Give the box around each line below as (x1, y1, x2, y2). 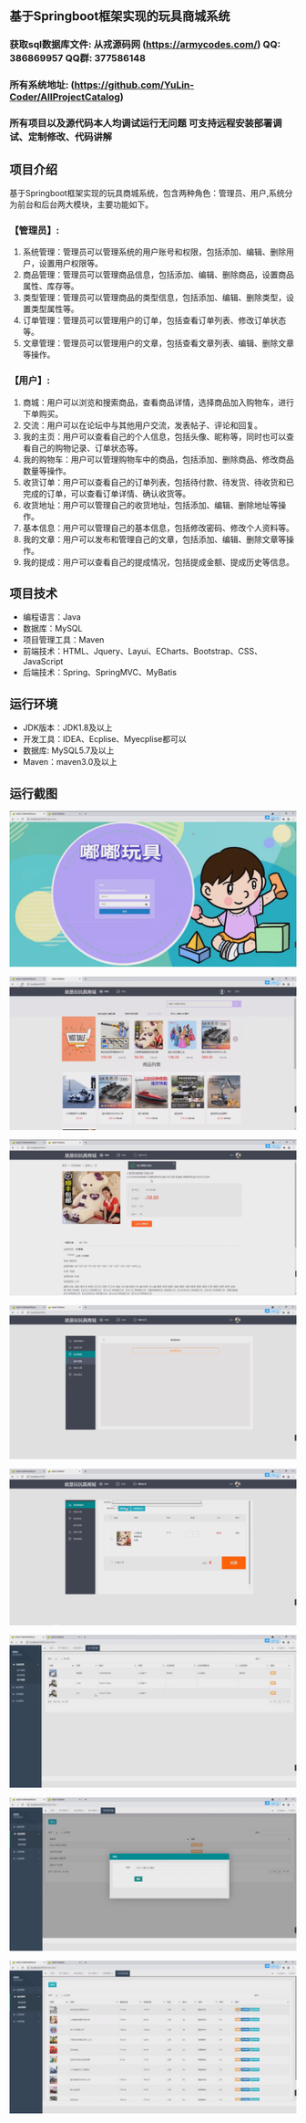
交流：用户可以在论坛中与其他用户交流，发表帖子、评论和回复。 (22, 419, 262, 431)
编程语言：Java (22, 612, 82, 622)
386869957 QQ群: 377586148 (9, 52, 146, 65)
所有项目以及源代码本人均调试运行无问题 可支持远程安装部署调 (9, 117, 282, 130)
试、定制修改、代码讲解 (9, 131, 112, 143)
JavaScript (22, 656, 64, 667)
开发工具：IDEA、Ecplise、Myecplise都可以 (22, 734, 187, 745)
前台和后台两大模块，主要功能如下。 (16, 199, 153, 210)
